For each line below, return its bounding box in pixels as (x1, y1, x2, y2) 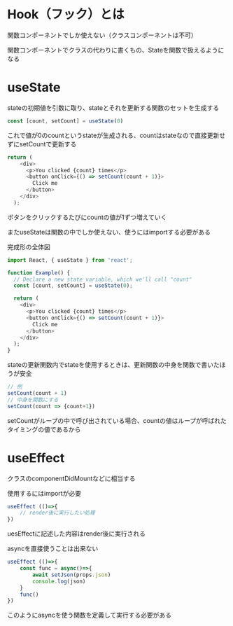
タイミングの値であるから (7, 425, 81, 433)
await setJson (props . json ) (32, 571, 111, 578)
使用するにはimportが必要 (7, 489, 82, 497)
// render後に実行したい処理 (20, 509, 96, 517)
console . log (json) (32, 578, 86, 585)
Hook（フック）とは (7, 6, 125, 22)
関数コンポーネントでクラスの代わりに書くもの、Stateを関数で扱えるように (7, 46, 225, 54)
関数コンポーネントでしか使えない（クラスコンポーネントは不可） (7, 31, 197, 39)
